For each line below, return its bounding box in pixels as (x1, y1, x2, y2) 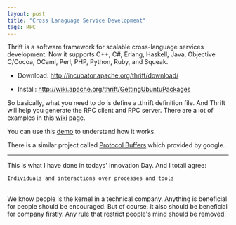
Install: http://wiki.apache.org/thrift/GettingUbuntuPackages (17, 85, 191, 94)
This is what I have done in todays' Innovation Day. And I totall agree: (7, 162, 207, 170)
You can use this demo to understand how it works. (7, 128, 156, 136)
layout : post (7, 10, 46, 18)
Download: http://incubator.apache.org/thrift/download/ (17, 71, 179, 80)
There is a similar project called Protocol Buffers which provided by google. (7, 141, 225, 150)
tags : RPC (7, 23, 37, 30)
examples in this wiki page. (7, 114, 86, 122)
